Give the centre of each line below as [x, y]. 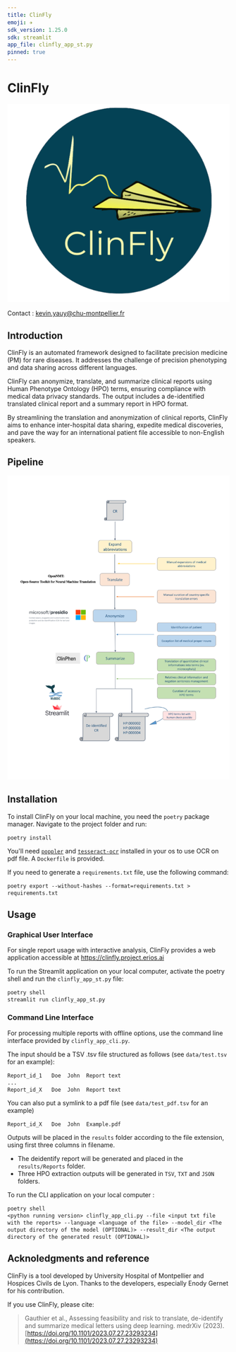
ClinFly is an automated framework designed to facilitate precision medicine [117, 353]
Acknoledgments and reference [79, 1259]
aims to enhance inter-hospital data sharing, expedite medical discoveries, [115, 425]
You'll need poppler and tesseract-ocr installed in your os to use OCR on [113, 851]
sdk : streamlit [30, 37]
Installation [32, 799]
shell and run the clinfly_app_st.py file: [66, 979]
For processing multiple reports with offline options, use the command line [115, 1033]
